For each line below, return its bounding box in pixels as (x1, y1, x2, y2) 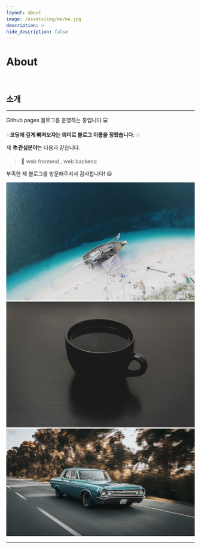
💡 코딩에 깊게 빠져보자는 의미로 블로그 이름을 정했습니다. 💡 (6, 131, 141, 138)
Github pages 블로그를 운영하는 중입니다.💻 (6, 117, 109, 123)
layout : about (6, 10, 42, 16)
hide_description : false (6, 29, 68, 35)
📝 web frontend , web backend (20, 158, 97, 165)
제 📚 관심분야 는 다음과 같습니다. (6, 144, 81, 151)
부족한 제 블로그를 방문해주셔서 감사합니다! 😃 (6, 170, 112, 177)
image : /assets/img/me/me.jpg (6, 16, 82, 22)
